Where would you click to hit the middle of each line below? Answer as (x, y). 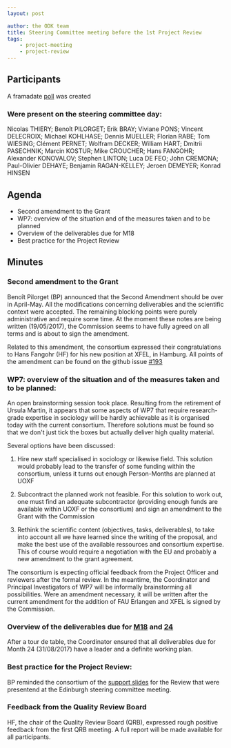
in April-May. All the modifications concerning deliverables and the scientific (115, 304)
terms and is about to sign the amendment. (68, 333)
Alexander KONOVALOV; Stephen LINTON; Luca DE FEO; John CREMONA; (113, 159)
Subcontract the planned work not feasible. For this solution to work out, (120, 494)
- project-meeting (46, 46)
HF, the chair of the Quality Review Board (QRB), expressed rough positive (113, 722)
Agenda (24, 195)
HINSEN (19, 173)
